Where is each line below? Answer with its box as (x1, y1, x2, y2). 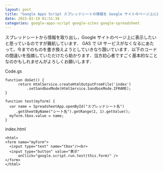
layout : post (5, 7, 32, 12)
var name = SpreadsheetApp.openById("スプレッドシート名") (9, 104, 125, 109)
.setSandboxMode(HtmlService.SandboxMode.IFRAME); (26, 86, 131, 91)
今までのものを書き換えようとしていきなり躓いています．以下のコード (17, 47, 157, 52)
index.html (5, 126, 26, 132)
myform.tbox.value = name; (9, 113, 64, 119)
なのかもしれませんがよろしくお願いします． (5, 59, 94, 64)
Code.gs (5, 68, 22, 74)
